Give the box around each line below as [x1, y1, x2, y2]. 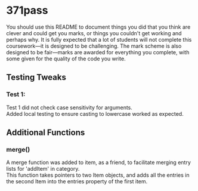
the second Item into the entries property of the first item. [6, 178, 148, 185]
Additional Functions [6, 128, 85, 138]
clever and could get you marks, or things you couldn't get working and [6, 29, 182, 36]
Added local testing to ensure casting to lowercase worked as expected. [6, 110, 184, 117]
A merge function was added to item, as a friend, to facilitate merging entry [6, 159, 191, 166]
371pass [6, 4, 48, 17]
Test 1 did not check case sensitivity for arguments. [6, 104, 133, 111]
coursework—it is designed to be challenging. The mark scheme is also [6, 42, 182, 50]
